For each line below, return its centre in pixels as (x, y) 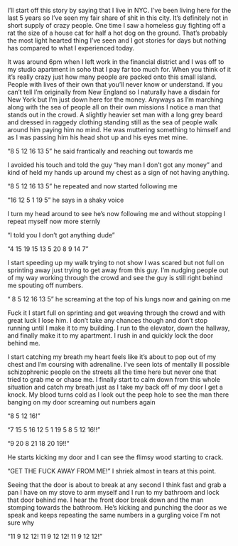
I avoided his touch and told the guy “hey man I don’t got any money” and (115, 165)
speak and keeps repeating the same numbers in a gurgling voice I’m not (114, 515)
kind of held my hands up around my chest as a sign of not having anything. (118, 172)
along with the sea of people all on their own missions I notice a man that (114, 107)
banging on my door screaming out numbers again (81, 402)
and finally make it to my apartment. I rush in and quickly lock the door (110, 336)
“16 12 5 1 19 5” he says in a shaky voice (66, 200)
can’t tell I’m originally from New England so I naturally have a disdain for (114, 92)
